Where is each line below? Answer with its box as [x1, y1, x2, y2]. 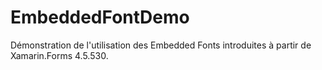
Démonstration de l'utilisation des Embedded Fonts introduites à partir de [10, 39, 312, 51]
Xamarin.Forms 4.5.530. [10, 49, 109, 61]
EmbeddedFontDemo [10, 6, 190, 29]
